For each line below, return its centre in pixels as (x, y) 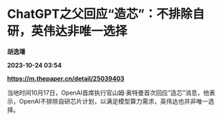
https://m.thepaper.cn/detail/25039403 (66, 78)
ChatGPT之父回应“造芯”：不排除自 (106, 14)
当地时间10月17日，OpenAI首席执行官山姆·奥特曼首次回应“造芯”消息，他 (108, 93)
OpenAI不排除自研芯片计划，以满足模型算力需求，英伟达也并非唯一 (114, 101)
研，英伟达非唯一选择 (67, 31)
